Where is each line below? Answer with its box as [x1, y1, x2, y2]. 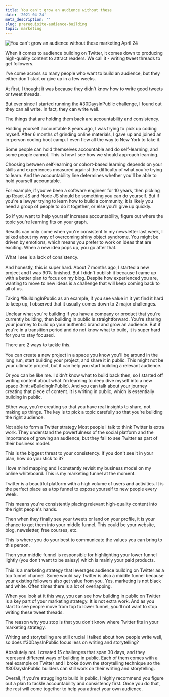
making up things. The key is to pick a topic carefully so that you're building [5, 409, 163, 415]
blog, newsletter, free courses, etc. [5, 527, 78, 533]
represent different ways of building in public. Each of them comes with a [5, 655, 158, 661]
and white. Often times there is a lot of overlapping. [5, 583, 112, 589]
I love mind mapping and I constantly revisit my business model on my [5, 465, 152, 471]
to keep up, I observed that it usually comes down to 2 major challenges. [5, 301, 157, 307]
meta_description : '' [5, 17, 51, 22]
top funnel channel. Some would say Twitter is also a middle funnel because [5, 573, 164, 579]
